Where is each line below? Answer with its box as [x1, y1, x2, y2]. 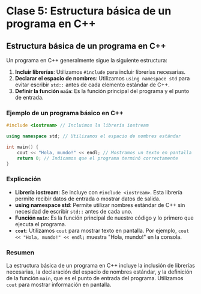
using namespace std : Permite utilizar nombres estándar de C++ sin [14, 201, 185, 208]
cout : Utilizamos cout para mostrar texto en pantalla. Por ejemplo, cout [14, 227, 190, 234]
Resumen [6, 248, 35, 256]
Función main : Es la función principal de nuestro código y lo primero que [14, 214, 194, 221]
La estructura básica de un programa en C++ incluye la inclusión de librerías [6, 262, 195, 269]
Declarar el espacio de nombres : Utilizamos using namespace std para [14, 75, 190, 82]
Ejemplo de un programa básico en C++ [6, 109, 124, 117]
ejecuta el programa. [14, 220, 67, 227]
